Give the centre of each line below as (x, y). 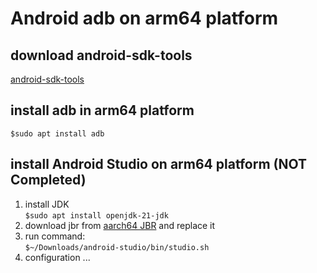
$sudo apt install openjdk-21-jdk (96, 215)
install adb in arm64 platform (102, 110)
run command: (55, 236)
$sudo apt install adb (57, 133)
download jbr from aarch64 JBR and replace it (120, 225)
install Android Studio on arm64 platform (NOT (158, 164)
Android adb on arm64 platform (144, 18)
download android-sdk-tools (101, 55)
